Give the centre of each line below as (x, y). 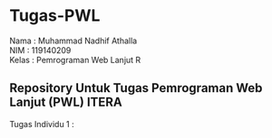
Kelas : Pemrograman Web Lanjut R (75, 60)
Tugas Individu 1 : (42, 124)
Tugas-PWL (55, 16)
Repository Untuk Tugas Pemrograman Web (136, 88)
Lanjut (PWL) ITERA (66, 102)
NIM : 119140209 (40, 50)
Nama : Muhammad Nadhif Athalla (73, 41)
